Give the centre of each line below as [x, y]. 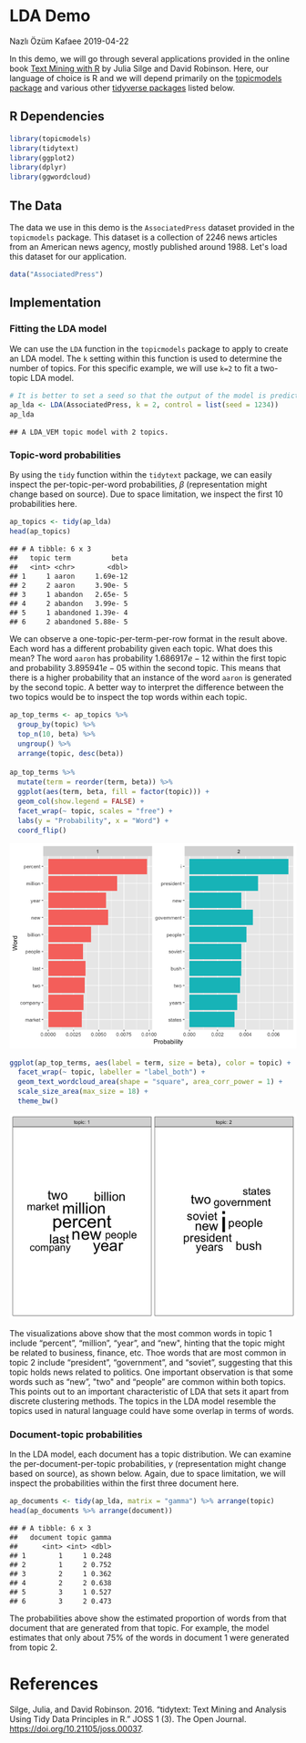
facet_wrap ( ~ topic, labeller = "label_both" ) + [112, 1072]
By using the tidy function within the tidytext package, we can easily [141, 475]
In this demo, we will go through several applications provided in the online [149, 58]
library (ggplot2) [42, 158]
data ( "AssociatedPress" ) [56, 274]
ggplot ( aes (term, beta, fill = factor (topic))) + [113, 792]
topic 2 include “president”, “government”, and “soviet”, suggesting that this [151, 1362]
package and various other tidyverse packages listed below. [122, 88]
